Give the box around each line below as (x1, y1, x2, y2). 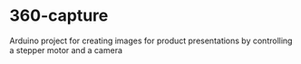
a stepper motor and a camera (9, 44, 123, 55)
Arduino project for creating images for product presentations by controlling (9, 35, 293, 46)
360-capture (9, 5, 109, 26)
